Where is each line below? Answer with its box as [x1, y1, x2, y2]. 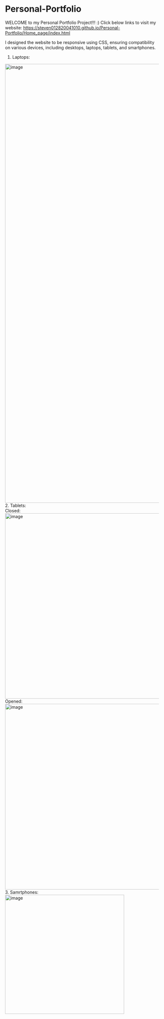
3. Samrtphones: [5, 889, 39, 895]
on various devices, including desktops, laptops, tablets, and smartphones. [5, 44, 156, 50]
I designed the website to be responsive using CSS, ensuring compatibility [5, 39, 155, 45]
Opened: [5, 698, 23, 704]
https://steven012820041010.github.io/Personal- [23, 24, 121, 30]
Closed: [5, 507, 21, 514]
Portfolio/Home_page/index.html [5, 30, 71, 36]
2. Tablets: [5, 502, 26, 508]
